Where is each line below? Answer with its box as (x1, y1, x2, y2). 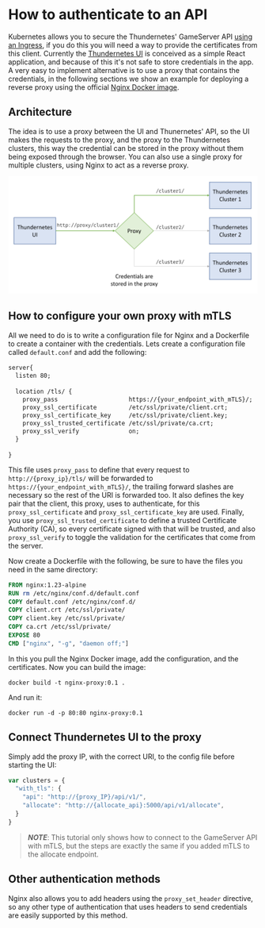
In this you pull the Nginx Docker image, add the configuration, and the (8, 653, 239, 664)
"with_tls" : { (15, 784, 62, 793)
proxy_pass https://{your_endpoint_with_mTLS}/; (22, 395, 253, 403)
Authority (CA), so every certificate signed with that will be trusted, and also (8, 524, 256, 533)
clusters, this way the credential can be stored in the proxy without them (8, 143, 244, 152)
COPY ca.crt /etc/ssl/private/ (8, 623, 112, 631)
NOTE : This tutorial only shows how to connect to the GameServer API (27, 832, 258, 842)
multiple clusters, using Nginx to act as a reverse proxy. (8, 160, 189, 170)
